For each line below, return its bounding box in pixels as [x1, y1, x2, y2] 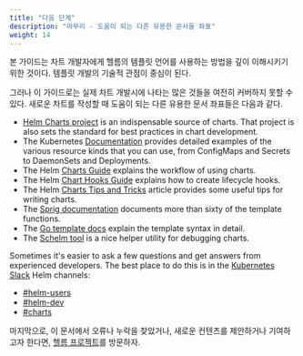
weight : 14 [9, 30, 51, 39]
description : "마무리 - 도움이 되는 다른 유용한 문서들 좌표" [9, 22, 216, 31]
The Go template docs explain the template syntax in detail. [22, 223, 246, 234]
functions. [22, 213, 61, 224]
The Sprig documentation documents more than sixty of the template [22, 204, 282, 215]
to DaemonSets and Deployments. [22, 156, 151, 167]
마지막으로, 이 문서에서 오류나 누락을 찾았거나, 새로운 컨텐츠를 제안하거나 [9, 325, 267, 337]
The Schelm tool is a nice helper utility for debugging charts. [22, 233, 250, 244]
